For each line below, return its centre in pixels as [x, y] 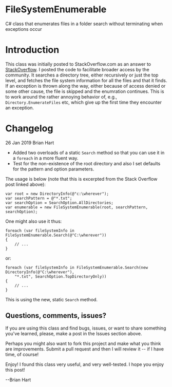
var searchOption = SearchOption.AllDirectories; [60, 203]
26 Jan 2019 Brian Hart [30, 143]
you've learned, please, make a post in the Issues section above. [74, 333]
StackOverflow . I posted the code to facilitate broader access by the [78, 69]
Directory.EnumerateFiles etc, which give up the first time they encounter [83, 102]
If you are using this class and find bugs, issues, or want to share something [86, 328]
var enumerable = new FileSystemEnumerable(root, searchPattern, [77, 207]
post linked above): [26, 184]
